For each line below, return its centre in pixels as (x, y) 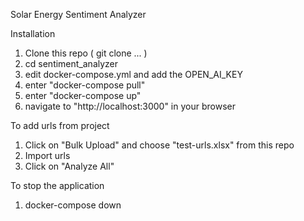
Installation (33, 33)
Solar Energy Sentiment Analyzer (78, 14)
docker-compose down (73, 205)
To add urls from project (60, 125)
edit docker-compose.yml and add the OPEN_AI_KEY (133, 74)
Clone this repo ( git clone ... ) (86, 53)
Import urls (47, 155)
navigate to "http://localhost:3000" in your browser (130, 106)
